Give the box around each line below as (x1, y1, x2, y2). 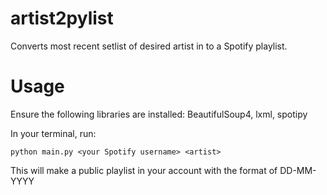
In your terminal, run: (10, 127, 97, 139)
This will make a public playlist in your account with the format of (10, 164, 278, 176)
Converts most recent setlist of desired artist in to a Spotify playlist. (10, 40, 288, 52)
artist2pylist (10, 7, 114, 30)
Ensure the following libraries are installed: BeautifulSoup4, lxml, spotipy (10, 108, 308, 120)
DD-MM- (279, 164, 317, 176)
